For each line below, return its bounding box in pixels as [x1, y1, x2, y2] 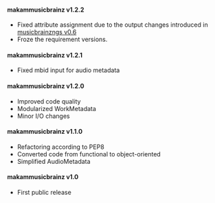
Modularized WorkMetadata [16, 104, 96, 112]
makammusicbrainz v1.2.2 [7, 5, 84, 14]
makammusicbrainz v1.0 [7, 173, 79, 181]
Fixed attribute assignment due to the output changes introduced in [16, 21, 208, 29]
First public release [16, 189, 72, 197]
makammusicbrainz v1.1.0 [7, 128, 83, 136]
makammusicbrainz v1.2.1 [7, 51, 82, 59]
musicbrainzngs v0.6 [16, 28, 77, 36]
